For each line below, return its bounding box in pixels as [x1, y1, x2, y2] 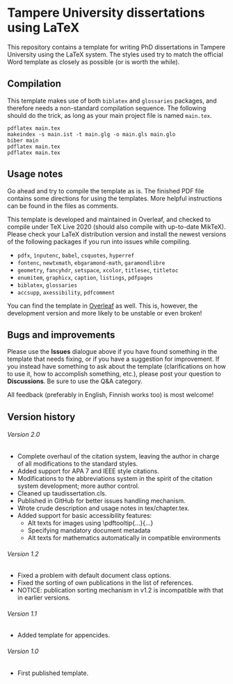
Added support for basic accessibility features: [17, 511, 152, 519]
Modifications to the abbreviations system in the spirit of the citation [17, 474, 213, 482]
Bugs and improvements [7, 329, 115, 341]
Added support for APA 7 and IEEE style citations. [17, 466, 160, 475]
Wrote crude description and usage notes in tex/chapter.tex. [17, 504, 190, 512]
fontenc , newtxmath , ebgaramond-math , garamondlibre [17, 258, 166, 267]
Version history [7, 410, 76, 423]
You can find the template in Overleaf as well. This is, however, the [7, 302, 198, 310]
